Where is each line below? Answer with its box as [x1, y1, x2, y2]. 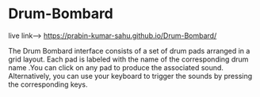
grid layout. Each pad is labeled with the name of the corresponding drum [8, 54, 249, 64]
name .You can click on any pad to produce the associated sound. [8, 62, 224, 72]
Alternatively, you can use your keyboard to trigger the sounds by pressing [8, 71, 253, 80]
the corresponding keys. [8, 80, 88, 89]
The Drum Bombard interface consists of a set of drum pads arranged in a [8, 46, 250, 55]
